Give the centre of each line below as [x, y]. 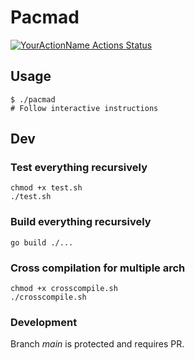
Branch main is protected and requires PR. [97, 344]
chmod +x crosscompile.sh [64, 289]
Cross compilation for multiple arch [98, 268]
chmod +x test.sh [46, 188]
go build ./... [42, 242]
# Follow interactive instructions [84, 108]
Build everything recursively [81, 222]
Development [44, 322]
